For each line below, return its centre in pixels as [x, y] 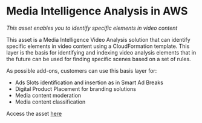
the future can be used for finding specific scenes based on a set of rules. [99, 59]
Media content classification [50, 102]
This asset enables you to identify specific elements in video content [92, 28]
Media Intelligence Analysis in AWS [97, 11]
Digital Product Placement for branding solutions [76, 88]
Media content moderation [48, 95]
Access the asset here [34, 113]
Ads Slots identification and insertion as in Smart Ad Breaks [89, 82]
